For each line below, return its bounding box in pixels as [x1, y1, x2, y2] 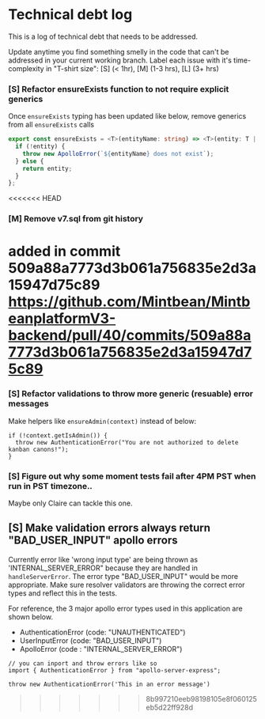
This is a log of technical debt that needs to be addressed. [8, 32, 198, 41]
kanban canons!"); [8, 445, 69, 453]
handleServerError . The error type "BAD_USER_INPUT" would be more [8, 571, 239, 581]
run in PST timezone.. [8, 480, 93, 491]
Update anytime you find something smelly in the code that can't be [8, 47, 229, 56]
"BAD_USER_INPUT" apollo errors [8, 534, 178, 547]
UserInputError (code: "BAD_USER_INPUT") [19, 635, 162, 645]
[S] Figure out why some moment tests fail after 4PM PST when [8, 471, 256, 482]
